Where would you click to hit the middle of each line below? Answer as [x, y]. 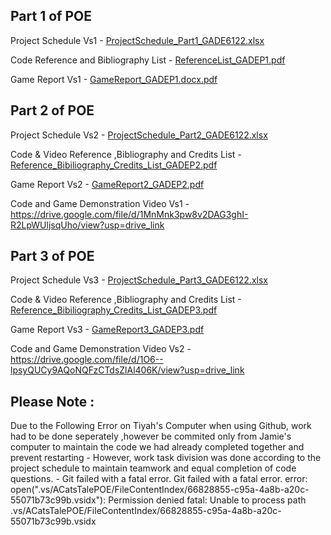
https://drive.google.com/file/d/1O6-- [87, 360]
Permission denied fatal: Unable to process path [207, 500]
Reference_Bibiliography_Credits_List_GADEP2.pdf [114, 165]
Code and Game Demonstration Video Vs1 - [100, 203]
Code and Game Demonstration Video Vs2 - [101, 349]
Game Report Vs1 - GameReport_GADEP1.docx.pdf [114, 79]
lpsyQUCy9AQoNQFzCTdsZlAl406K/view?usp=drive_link [127, 370]
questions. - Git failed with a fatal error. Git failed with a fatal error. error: [159, 479]
